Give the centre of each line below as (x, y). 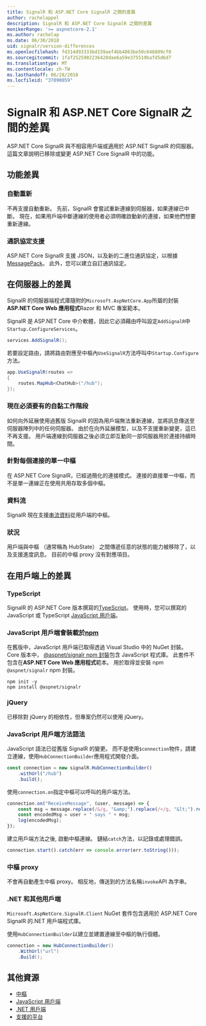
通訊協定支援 (26, 241)
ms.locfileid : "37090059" (40, 80)
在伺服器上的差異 (39, 285)
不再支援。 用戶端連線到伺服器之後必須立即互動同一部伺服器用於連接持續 (99, 436)
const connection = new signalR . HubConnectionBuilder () (79, 768)
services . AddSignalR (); (37, 340)
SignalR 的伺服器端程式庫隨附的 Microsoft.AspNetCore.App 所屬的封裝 (93, 300)
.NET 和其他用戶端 (34, 899)
